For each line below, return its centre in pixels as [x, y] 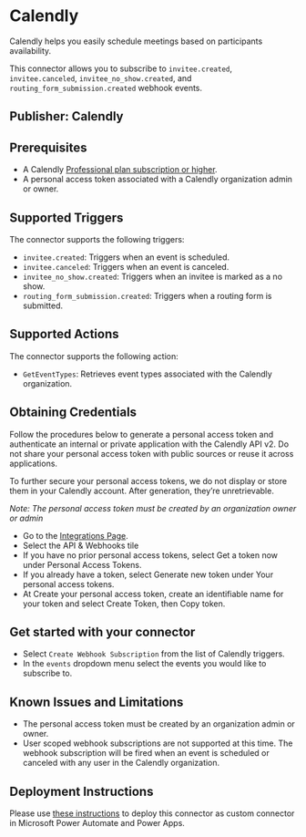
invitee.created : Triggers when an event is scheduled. [126, 257]
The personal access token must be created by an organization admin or [159, 724]
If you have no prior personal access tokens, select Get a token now [150, 555]
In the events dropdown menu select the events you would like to [144, 664]
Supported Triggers [66, 217]
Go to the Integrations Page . [76, 535]
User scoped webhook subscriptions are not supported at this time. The [158, 743]
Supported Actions [64, 334]
